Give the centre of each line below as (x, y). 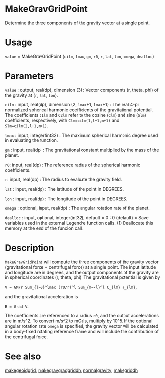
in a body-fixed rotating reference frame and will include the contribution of (82, 331)
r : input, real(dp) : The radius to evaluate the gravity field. (63, 179)
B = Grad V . (17, 306)
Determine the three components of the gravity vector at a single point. (77, 23)
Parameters (30, 76)
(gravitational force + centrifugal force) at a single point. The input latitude (81, 267)
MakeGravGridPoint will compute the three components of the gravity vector (82, 262)
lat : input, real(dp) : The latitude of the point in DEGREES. (64, 189)
